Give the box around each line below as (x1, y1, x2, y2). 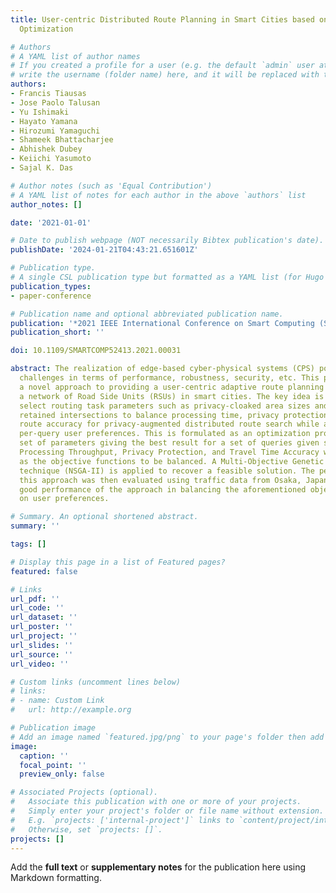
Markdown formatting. (10, 872, 102, 884)
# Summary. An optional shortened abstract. (10, 512, 199, 522)
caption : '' (19, 751, 70, 761)
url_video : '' (10, 659, 70, 669)
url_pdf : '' (10, 594, 60, 604)
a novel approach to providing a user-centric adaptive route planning (19, 382, 325, 392)
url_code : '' (10, 603, 65, 613)
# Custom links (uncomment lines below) (10, 677, 182, 687)
